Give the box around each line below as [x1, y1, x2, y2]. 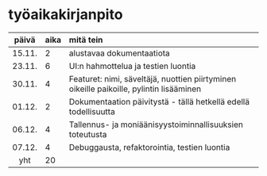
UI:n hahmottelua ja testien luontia [68, 60, 196, 71]
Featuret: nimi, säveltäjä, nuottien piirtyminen [68, 73, 237, 84]
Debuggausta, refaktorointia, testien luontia [68, 141, 230, 152]
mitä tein [68, 34, 103, 45]
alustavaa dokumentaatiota [68, 48, 171, 59]
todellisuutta [68, 105, 115, 117]
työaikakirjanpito [8, 6, 123, 24]
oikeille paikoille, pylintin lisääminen [68, 83, 202, 94]
